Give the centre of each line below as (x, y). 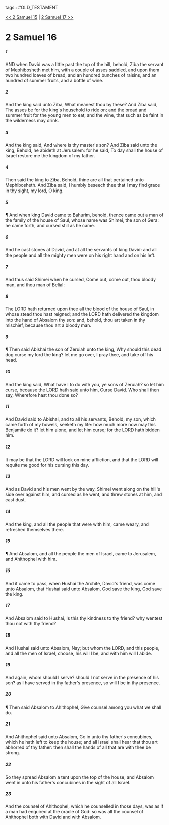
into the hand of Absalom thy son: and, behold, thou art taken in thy (75, 320)
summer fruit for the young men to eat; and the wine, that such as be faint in (84, 115)
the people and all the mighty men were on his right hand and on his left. (80, 255)
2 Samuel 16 (31, 38)
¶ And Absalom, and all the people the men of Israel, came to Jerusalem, (81, 553)
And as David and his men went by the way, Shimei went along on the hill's (83, 489)
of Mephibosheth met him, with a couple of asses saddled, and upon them (82, 70)
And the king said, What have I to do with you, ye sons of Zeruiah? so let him (85, 384)
